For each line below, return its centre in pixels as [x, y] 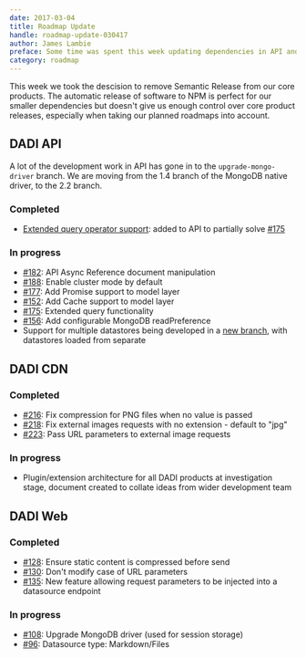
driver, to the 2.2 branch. [56, 185]
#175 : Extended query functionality [88, 311]
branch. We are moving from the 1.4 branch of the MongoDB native [162, 175]
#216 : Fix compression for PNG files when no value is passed [138, 415]
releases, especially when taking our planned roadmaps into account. [140, 115]
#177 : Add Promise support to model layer [101, 292]
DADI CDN [39, 369]
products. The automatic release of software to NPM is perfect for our [141, 96]
